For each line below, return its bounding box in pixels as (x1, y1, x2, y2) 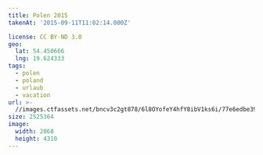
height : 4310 (15, 135, 58, 142)
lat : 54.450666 (15, 48, 65, 56)
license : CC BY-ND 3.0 (8, 33, 82, 41)
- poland (15, 76, 44, 85)
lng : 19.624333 (15, 55, 65, 63)
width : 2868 (15, 128, 55, 135)
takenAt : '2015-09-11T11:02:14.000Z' (8, 19, 131, 27)
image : (8, 121, 30, 128)
